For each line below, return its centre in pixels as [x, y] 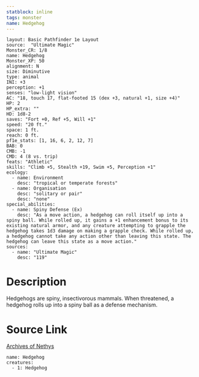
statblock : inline [29, 12]
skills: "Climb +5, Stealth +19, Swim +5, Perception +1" [81, 168]
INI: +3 [16, 83]
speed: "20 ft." [27, 125]
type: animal [23, 77]
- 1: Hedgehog [29, 368]
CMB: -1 [16, 151]
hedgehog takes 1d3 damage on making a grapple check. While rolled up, [100, 231]
